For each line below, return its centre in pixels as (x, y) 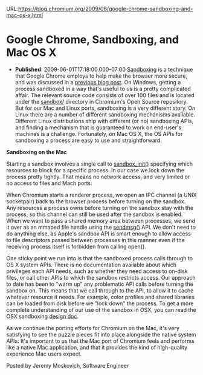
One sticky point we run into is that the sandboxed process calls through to (100, 258)
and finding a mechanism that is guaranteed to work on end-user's (98, 127)
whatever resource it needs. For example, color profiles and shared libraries (101, 297)
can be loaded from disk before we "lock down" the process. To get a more (100, 303)
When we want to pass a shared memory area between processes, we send (101, 220)
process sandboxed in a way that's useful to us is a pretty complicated (103, 89)
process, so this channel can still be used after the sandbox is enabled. (95, 214)
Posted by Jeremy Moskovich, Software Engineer (68, 365)
